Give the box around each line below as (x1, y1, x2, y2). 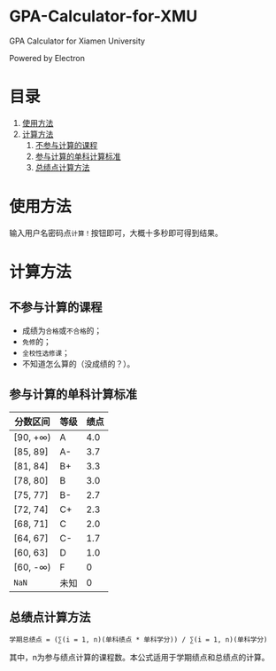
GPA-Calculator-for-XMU (9, 6, 198, 27)
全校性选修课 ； (21, 347, 71, 358)
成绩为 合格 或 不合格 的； (21, 325, 103, 335)
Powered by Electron (9, 52, 86, 63)
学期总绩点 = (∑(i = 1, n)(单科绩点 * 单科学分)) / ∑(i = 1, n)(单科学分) (9, 635, 268, 644)
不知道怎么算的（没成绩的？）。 (21, 358, 135, 369)
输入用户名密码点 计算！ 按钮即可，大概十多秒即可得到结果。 (9, 227, 223, 238)
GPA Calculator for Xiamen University (9, 36, 146, 46)
